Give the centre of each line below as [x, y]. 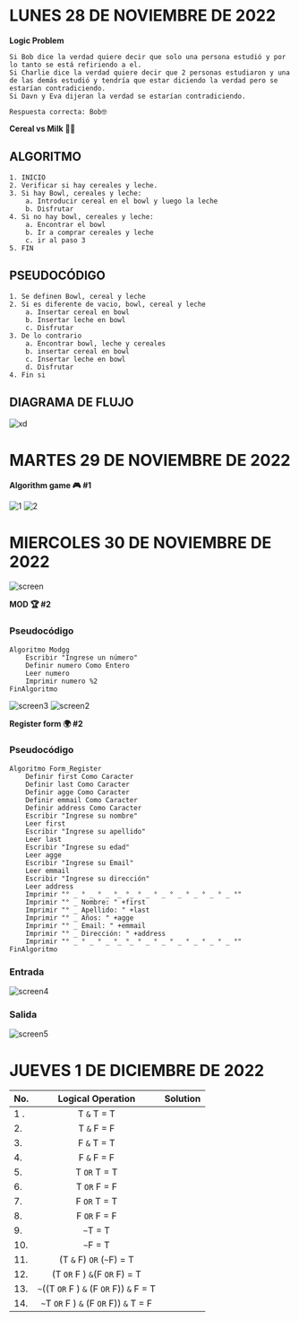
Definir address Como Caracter [84, 808]
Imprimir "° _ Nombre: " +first [85, 902]
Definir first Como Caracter [80, 776]
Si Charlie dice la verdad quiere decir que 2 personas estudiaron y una [150, 73]
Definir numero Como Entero [77, 665]
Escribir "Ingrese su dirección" [88, 879]
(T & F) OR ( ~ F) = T [97, 1260]
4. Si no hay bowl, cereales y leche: [81, 216]
